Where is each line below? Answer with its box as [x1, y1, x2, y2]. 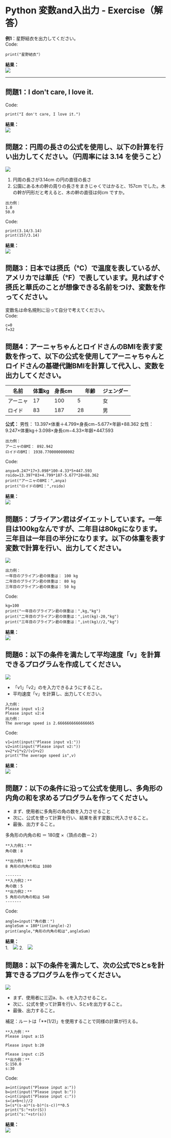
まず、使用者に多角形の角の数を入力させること [12, 808, 111, 814]
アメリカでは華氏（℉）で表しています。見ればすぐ [5, 273, 165, 282]
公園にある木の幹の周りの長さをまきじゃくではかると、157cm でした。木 [12, 183, 165, 189]
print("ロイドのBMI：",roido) [5, 484, 66, 489]
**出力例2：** [5, 889, 32, 894]
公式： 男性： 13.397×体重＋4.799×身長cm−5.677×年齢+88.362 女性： [5, 421, 154, 427]
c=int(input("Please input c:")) [5, 1094, 76, 1099]
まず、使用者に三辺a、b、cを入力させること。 [12, 995, 110, 1001]
